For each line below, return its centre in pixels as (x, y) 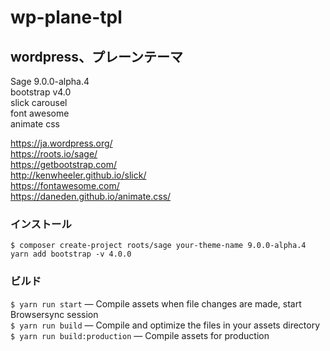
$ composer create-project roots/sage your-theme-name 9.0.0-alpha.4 (158, 246)
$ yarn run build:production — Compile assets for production (140, 335)
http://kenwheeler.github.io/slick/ (78, 175)
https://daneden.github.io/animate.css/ (91, 196)
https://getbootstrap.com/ (64, 164)
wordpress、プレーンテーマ (96, 56)
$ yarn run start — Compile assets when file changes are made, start (156, 303)
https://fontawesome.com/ (65, 185)
